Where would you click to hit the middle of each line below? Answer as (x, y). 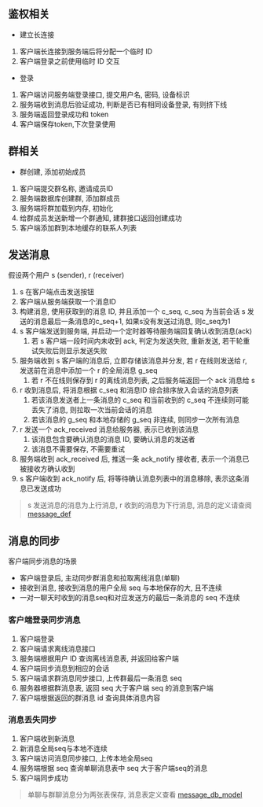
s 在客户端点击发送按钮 (57, 292)
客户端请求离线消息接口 (57, 648)
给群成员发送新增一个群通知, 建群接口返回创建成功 (100, 218)
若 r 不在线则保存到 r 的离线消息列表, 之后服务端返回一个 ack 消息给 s (143, 381)
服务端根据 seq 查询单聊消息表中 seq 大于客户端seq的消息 (113, 768)
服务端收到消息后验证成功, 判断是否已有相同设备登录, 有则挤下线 (123, 104)
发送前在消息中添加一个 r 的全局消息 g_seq (88, 370)
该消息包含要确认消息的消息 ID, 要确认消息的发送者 (113, 440)
